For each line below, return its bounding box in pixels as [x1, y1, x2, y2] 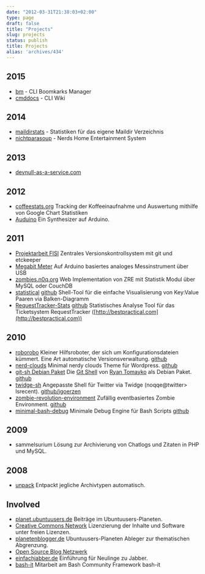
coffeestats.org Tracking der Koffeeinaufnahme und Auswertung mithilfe [15, 203, 198, 210]
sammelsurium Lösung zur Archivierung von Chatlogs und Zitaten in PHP [15, 441, 199, 449]
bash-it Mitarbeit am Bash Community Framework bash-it [15, 561, 161, 568]
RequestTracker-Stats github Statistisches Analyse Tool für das [15, 301, 175, 309]
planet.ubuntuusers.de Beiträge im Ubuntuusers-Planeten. [15, 515, 163, 523]
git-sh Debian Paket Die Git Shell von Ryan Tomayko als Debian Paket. [15, 368, 192, 375]
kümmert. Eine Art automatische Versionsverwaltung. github [15, 355, 167, 362]
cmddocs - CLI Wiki [15, 94, 65, 102]
